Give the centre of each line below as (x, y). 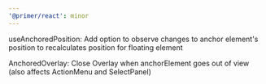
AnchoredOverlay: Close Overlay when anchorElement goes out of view (129, 63)
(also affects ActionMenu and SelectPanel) (80, 71)
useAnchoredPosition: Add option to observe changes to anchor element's (133, 39)
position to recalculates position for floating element (96, 47)
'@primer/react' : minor (49, 16)
